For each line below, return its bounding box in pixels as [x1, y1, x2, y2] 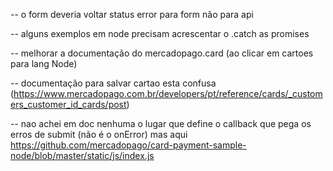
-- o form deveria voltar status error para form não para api [10, 9, 254, 20]
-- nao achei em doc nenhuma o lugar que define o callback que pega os [10, 118, 312, 129]
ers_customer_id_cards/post [10, 99, 127, 110]
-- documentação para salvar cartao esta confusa [10, 77, 217, 89]
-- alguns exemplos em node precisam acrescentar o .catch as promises [10, 28, 310, 39]
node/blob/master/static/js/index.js [10, 150, 155, 161]
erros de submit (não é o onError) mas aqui [10, 129, 188, 140]
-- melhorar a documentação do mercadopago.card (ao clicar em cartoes [10, 47, 314, 59]
